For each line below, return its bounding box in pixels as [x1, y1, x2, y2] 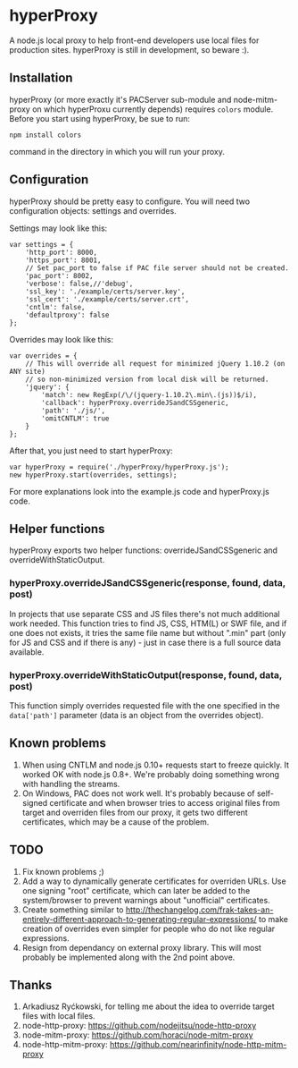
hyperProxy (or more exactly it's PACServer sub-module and [9, 94, 232, 105]
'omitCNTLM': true [41, 413, 110, 423]
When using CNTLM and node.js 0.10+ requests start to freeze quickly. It [21, 759, 290, 770]
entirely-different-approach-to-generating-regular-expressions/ [21, 913, 257, 924]
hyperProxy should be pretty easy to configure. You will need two [9, 196, 251, 207]
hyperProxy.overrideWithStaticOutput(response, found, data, [9, 668, 283, 681]
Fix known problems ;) [21, 866, 104, 877]
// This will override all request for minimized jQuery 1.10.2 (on [25, 359, 286, 368]
